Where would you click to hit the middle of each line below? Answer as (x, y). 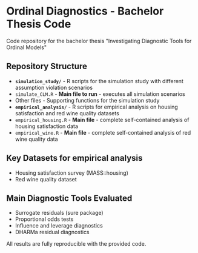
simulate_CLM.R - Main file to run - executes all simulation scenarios (100, 94)
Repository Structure (47, 66)
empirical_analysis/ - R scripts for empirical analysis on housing (97, 107)
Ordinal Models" (27, 47)
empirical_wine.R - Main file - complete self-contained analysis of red (103, 132)
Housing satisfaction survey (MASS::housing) (72, 173)
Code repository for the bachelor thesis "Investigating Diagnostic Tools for (99, 41)
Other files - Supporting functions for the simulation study (87, 100)
